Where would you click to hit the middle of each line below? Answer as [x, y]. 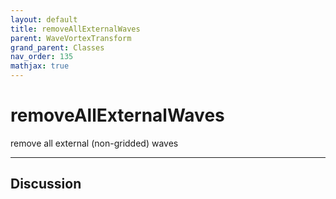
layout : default [44, 19]
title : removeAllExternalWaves [75, 29]
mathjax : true [40, 66]
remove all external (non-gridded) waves [94, 143]
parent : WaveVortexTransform [71, 38]
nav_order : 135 [42, 57]
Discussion [46, 184]
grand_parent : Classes [57, 47]
